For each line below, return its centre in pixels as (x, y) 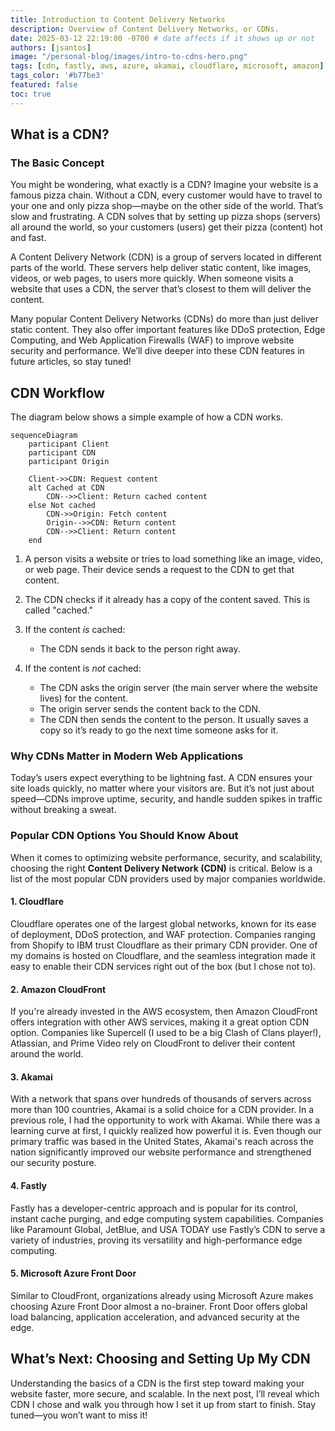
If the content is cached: (75, 630)
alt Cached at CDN (66, 488)
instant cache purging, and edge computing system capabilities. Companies (167, 1218)
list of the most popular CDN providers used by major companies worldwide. (168, 878)
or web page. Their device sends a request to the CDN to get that (159, 570)
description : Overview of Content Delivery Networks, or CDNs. (145, 29)
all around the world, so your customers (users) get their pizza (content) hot (166, 227)
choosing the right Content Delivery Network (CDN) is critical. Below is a (161, 868)
